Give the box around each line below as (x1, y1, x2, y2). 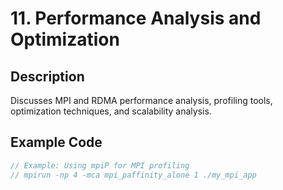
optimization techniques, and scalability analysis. (10, 105, 212, 117)
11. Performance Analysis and (10, 7, 262, 30)
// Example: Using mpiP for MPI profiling (10, 160, 190, 171)
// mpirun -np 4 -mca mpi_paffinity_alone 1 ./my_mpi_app (10, 170, 257, 180)
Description (10, 68, 85, 85)
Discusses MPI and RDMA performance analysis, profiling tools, (10, 95, 273, 106)
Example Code (10, 134, 103, 151)
